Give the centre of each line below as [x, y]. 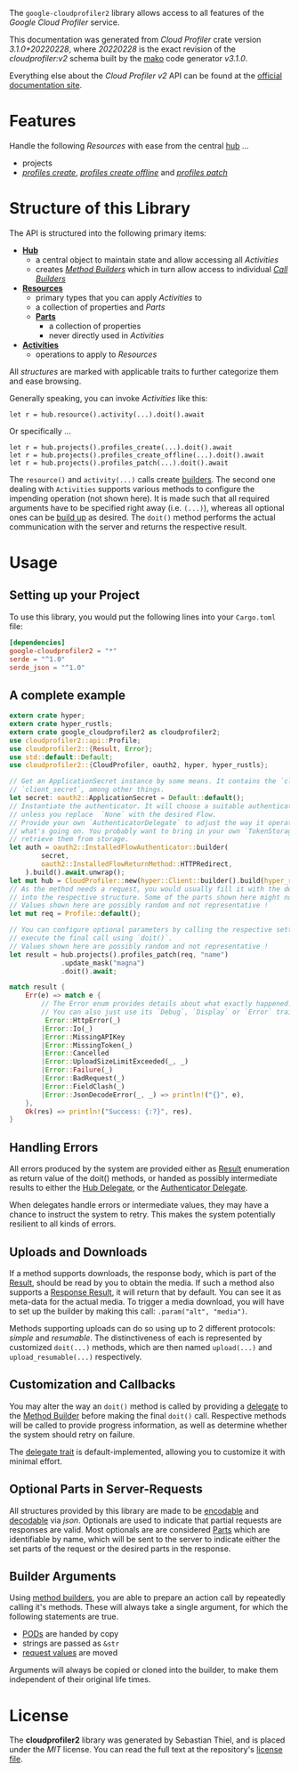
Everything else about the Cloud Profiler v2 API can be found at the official [146, 76]
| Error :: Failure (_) [77, 1070]
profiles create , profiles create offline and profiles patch [125, 172]
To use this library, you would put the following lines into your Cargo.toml [142, 617]
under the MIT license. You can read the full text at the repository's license [146, 1750]
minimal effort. [36, 1461]
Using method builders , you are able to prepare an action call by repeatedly [148, 1598]
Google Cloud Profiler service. [65, 22]
